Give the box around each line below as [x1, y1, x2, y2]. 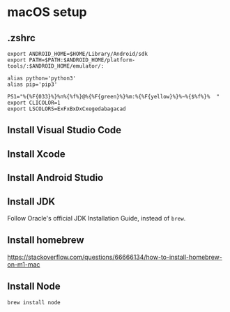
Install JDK [7, 195, 56, 207]
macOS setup [7, 4, 87, 20]
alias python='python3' [7, 75, 77, 82]
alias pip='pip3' [7, 81, 58, 88]
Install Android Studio [7, 172, 104, 184]
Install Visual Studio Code [7, 124, 122, 136]
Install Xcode [7, 148, 66, 160]
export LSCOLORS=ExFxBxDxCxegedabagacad [7, 105, 127, 112]
